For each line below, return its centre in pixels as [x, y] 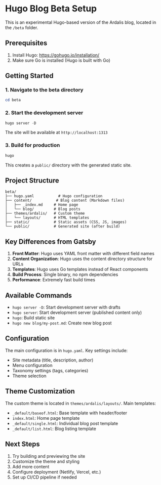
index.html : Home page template [46, 418]
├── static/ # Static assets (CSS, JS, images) [66, 222]
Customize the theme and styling [46, 461]
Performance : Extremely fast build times [54, 280]
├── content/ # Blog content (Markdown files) [65, 201]
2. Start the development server [44, 113]
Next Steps [22, 444]
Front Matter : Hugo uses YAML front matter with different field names [83, 254]
